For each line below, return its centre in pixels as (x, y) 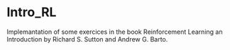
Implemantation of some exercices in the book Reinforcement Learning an (115, 32)
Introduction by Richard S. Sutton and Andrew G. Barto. (87, 39)
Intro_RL (32, 12)
